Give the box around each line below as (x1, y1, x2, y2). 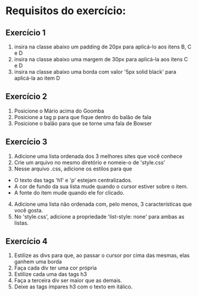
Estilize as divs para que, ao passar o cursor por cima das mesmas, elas (14, 252, 190, 259)
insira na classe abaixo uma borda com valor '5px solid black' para (14, 68, 177, 75)
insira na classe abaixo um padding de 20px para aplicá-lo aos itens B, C (14, 43, 191, 50)
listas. (14, 219, 29, 226)
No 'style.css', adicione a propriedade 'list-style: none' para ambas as (14, 213, 184, 220)
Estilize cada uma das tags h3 (14, 271, 87, 278)
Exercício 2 (5, 91, 48, 101)
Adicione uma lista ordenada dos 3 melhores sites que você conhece (14, 152, 183, 160)
